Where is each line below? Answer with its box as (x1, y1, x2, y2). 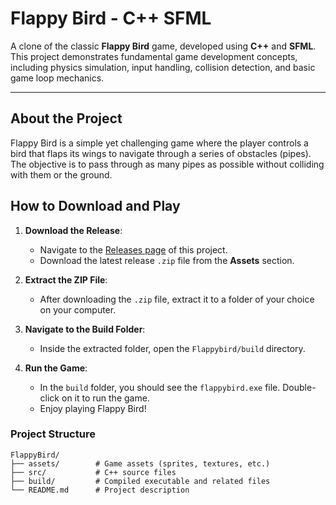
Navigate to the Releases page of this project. (39, 243, 228, 256)
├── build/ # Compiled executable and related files (10, 476, 271, 486)
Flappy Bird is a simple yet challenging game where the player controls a (10, 137, 309, 149)
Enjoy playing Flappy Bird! (39, 402, 147, 414)
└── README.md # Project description (10, 485, 190, 495)
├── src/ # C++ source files (10, 467, 177, 477)
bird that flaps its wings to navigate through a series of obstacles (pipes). (10, 147, 312, 159)
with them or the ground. (10, 168, 113, 181)
